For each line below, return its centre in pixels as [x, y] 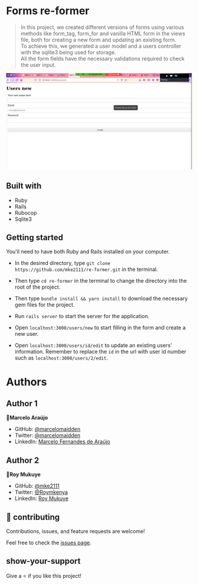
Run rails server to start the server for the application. [82, 316]
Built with [24, 186]
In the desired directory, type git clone [62, 263]
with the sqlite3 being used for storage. [68, 52]
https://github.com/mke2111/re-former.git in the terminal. [86, 269]
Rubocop [26, 213]
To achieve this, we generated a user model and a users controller [101, 46]
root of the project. [37, 287]
